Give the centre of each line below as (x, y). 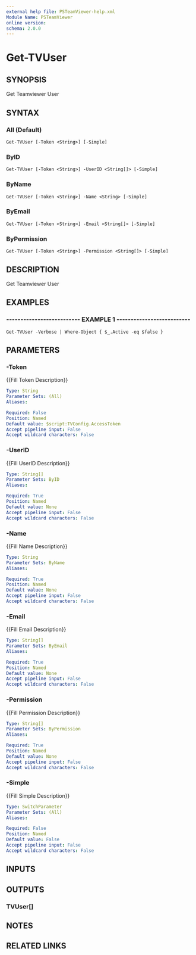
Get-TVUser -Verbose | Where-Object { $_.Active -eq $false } (85, 332)
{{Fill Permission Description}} (43, 713)
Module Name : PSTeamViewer (39, 17)
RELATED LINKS (36, 946)
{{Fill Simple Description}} (38, 795)
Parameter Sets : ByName (36, 563)
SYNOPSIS (26, 80)
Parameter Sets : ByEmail (37, 646)
